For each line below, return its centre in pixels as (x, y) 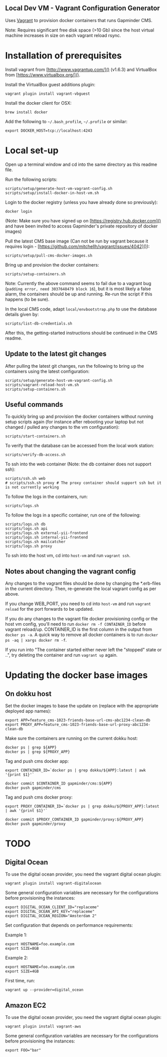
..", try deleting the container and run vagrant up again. (62, 655)
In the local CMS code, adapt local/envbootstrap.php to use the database (81, 309)
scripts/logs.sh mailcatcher (35, 542)
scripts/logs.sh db (25, 524)
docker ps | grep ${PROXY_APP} (38, 752)
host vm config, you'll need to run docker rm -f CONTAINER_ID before (76, 624)
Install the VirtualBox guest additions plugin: (50, 84)
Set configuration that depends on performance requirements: (69, 925)
